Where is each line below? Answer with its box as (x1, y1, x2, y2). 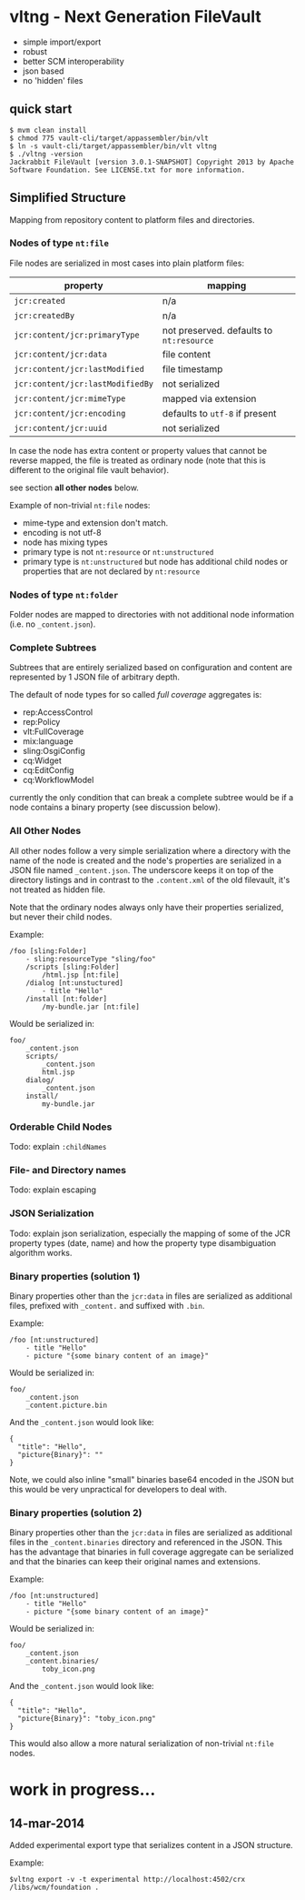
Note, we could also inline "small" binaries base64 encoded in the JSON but (9, 1473, 294, 1484)
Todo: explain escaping (9, 1184, 97, 1195)
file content (162, 347, 212, 360)
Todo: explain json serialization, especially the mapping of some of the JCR (9, 1228, 290, 1239)
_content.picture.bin (25, 1401, 107, 1410)
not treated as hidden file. (9, 884, 106, 895)
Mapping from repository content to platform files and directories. (9, 214, 255, 225)
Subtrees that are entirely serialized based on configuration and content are (9, 662, 293, 673)
